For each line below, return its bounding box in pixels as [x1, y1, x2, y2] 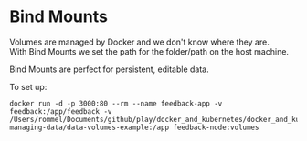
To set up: [9, 81, 48, 92]
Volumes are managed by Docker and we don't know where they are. [9, 36, 270, 47]
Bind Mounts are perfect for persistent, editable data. [9, 64, 210, 75]
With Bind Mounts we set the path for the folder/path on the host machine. [9, 45, 290, 56]
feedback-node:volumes [173, 123, 259, 132]
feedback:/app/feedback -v [9, 106, 112, 116]
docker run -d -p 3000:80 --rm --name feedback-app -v [9, 98, 223, 108]
